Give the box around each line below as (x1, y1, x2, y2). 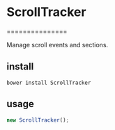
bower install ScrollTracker (6, 79, 91, 86)
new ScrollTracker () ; (6, 116, 70, 124)
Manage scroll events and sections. (6, 40, 109, 49)
